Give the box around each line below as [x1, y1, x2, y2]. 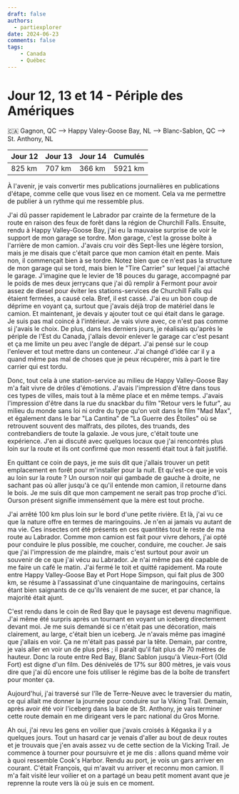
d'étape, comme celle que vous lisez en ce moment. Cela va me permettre [7, 189, 226, 198]
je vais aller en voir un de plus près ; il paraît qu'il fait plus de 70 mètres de [7, 645, 226, 653]
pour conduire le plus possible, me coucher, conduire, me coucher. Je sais [7, 540, 227, 549]
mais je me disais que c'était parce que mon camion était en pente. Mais [7, 248, 220, 257]
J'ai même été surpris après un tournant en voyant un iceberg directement [7, 614, 226, 623]
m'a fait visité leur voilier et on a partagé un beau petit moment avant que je [7, 771, 230, 780]
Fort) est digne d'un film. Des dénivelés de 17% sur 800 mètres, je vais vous [7, 660, 231, 668]
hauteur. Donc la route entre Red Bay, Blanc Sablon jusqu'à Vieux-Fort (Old [7, 652, 228, 661]
